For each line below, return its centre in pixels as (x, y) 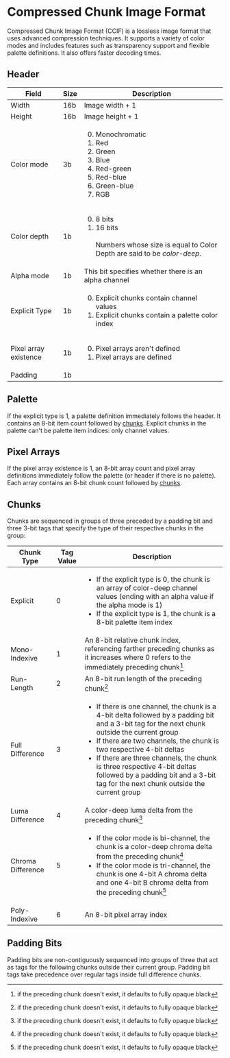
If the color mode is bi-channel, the (153, 838)
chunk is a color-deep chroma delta (154, 847)
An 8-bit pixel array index (126, 914)
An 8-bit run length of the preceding (143, 678)
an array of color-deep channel (147, 588)
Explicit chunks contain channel (146, 297)
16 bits (107, 227)
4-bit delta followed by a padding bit (155, 715)
